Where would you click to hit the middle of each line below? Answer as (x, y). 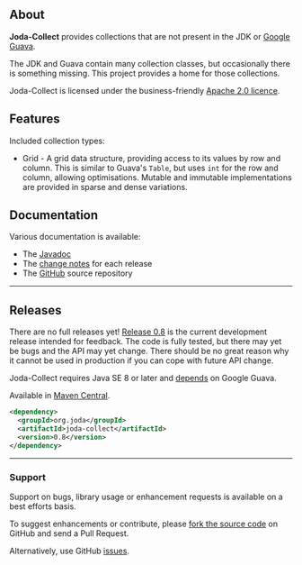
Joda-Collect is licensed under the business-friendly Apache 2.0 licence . (145, 90)
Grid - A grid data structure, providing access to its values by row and (151, 158)
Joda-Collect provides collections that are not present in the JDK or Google (150, 36)
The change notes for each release (87, 264)
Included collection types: (57, 141)
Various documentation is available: (75, 237)
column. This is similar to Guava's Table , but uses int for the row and (150, 168)
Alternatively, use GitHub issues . (70, 551)
